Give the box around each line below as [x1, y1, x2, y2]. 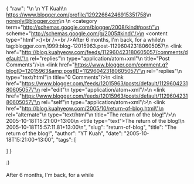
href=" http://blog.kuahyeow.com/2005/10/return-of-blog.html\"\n [6, 105, 164, 112]
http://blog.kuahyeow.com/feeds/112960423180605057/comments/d [21, 49, 188, 55]
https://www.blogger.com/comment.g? [74, 61, 168, 68]
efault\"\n [6, 55, 29, 62]
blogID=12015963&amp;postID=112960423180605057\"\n [6, 68, 145, 74]
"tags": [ [56, 136, 76, 143]
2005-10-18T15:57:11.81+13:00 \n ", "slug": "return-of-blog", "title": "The [6, 123, 177, 131]
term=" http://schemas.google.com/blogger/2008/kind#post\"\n [6, 24, 159, 31]
